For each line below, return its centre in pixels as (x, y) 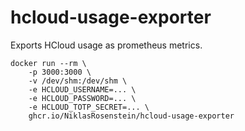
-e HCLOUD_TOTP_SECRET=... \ (89, 107)
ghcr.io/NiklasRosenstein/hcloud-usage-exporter (131, 116)
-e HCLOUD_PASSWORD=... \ (82, 98)
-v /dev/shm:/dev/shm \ (78, 81)
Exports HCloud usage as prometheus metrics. (106, 45)
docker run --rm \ (48, 63)
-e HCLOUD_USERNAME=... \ (82, 89)
